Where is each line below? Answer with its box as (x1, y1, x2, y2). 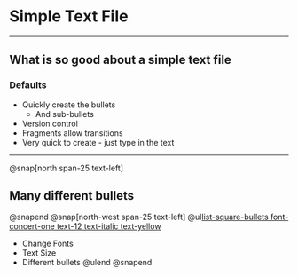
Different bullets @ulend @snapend (21, 257, 153, 268)
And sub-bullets (35, 108, 95, 119)
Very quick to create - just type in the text (21, 137, 175, 147)
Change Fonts (21, 238, 74, 249)
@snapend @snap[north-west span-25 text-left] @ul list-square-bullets (9, 211, 269, 223)
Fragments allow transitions (21, 127, 123, 138)
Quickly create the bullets (21, 99, 116, 110)
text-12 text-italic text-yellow (56, 221, 161, 232)
